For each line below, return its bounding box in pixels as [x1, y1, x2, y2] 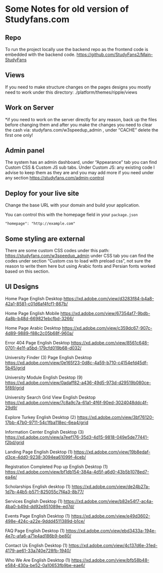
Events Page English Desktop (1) [5, 513, 70, 519]
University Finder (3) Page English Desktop [5, 354, 92, 360]
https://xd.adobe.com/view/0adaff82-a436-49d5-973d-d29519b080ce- [5, 379, 151, 386]
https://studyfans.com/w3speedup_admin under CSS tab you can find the [5, 253, 154, 259]
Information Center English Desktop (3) [5, 429, 84, 435]
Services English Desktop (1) [5, 498, 63, 504]
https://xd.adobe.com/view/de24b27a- [71, 483, 150, 489]
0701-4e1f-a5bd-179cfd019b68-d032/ [5, 345, 82, 351]
